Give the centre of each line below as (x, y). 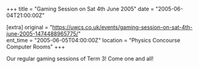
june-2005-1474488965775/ (42, 34)
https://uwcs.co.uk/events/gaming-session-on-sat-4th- (122, 27)
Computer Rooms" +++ (36, 47)
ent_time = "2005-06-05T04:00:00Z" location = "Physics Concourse (93, 40)
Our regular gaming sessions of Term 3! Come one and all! (80, 59)
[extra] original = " (29, 27)
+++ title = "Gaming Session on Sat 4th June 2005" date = (80, 9)
